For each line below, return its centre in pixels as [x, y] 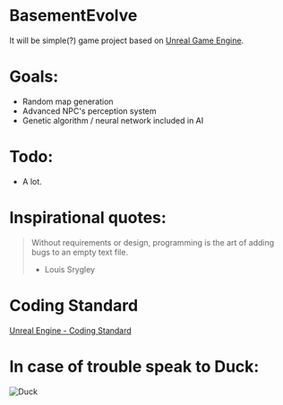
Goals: [34, 77]
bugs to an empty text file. [79, 252]
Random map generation [68, 101]
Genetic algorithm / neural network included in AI [113, 120]
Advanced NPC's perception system [89, 111]
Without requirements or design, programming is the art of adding [153, 242]
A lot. [32, 181]
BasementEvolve [73, 16]
